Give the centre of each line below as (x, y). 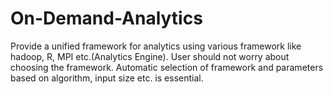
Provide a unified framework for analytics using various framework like (156, 46)
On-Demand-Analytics (106, 18)
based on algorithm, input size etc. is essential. (107, 78)
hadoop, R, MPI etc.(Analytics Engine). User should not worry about (150, 56)
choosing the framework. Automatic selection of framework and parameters (167, 67)
